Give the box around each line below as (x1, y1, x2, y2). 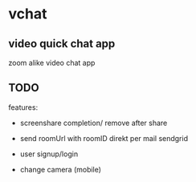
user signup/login (19, 149, 79, 159)
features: (8, 102, 39, 112)
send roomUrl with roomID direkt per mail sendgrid (19, 133, 189, 143)
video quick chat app (8, 37, 116, 51)
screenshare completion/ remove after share (19, 118, 168, 127)
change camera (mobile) (19, 164, 102, 174)
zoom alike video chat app (8, 58, 96, 67)
